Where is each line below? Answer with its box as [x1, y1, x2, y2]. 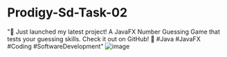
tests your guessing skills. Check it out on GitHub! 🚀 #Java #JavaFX [7, 34, 201, 43]
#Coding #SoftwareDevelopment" [7, 42, 104, 50]
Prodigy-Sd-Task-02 [7, 5, 128, 21]
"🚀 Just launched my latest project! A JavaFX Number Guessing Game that [7, 27, 220, 36]
